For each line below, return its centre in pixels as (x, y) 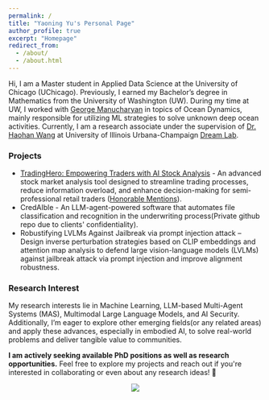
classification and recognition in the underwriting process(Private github (140, 216)
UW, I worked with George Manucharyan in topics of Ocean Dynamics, (126, 109)
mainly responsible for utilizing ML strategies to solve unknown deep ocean (134, 118)
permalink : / (30, 16)
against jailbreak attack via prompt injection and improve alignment (131, 259)
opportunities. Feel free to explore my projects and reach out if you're (125, 364)
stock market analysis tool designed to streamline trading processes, (134, 182)
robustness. (40, 267)
